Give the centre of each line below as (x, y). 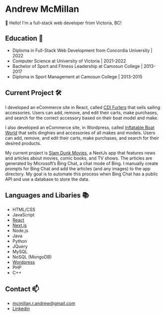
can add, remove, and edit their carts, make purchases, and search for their (82, 138)
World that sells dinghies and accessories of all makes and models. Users (80, 133)
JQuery (20, 247)
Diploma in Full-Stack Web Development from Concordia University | (82, 50)
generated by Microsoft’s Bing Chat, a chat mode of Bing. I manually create (82, 163)
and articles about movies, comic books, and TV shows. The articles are (79, 158)
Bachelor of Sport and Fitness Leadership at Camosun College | (77, 66)
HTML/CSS (24, 210)
